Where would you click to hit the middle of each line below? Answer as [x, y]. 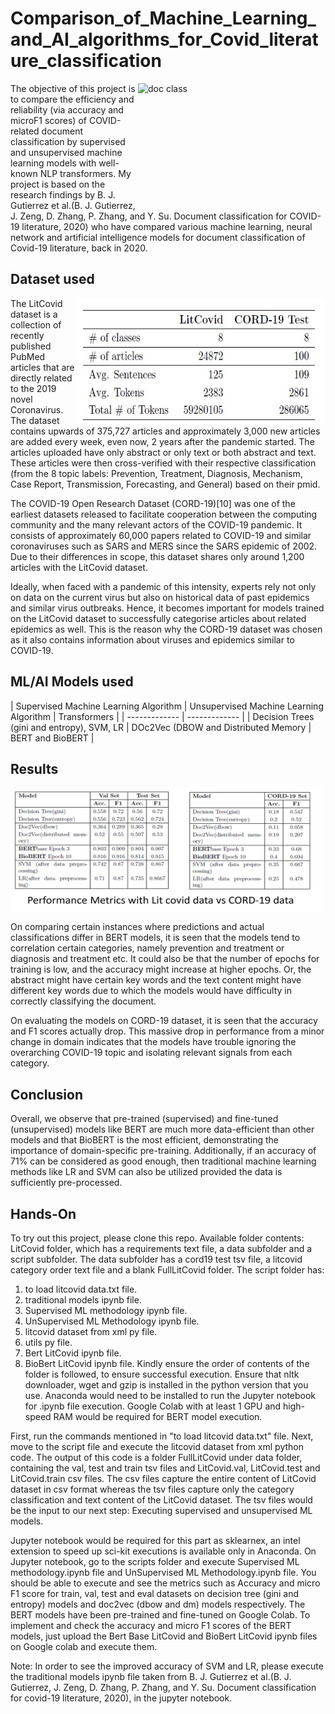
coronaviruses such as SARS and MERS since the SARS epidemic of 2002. [164, 546]
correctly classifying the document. [83, 1001]
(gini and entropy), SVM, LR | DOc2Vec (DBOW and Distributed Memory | [161, 727]
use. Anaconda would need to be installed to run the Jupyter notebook [170, 1395]
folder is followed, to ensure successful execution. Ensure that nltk [162, 1374]
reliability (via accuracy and [67, 109]
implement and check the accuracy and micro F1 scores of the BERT [151, 1625]
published [31, 346]
